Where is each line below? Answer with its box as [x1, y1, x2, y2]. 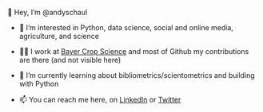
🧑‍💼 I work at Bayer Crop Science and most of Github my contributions [18, 47, 249, 56]
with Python [18, 79, 59, 88]
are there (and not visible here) [18, 56, 122, 64]
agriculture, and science [18, 32, 99, 41]
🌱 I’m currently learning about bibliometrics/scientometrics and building [18, 71, 255, 79]
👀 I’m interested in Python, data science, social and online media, [18, 23, 233, 32]
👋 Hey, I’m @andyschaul [7, 8, 88, 17]
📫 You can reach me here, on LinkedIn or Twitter [18, 95, 181, 104]
